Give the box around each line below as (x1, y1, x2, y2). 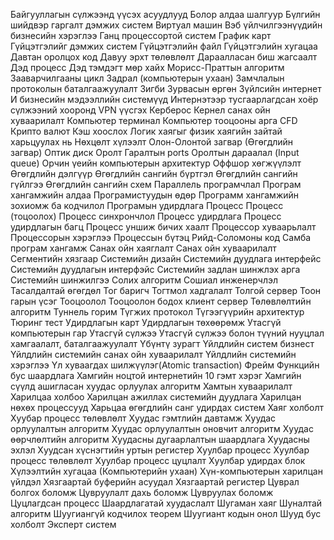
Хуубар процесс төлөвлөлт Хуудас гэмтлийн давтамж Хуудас (10, 412, 277, 424)
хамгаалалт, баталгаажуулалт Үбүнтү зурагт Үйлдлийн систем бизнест (10, 338, 315, 349)
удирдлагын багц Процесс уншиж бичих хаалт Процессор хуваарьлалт (10, 221, 317, 233)
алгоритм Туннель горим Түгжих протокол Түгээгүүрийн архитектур (10, 306, 305, 318)
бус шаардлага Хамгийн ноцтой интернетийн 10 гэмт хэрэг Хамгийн (10, 370, 302, 381)
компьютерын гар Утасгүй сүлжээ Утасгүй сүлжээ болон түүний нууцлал (10, 327, 325, 339)
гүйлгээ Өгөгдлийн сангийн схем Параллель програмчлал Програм (10, 179, 302, 190)
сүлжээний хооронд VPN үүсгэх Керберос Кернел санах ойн (10, 104, 271, 116)
